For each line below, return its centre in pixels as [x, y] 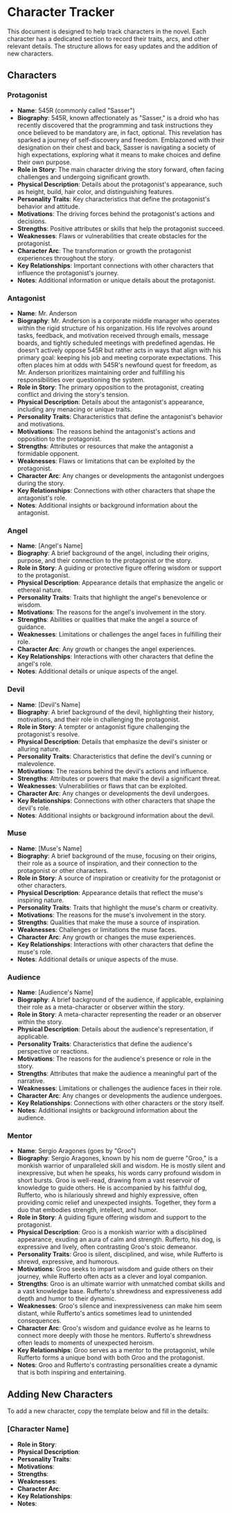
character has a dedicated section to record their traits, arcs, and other [108, 38]
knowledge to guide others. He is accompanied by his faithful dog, [112, 1188]
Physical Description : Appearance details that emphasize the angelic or [120, 583]
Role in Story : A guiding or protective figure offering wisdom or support [119, 568]
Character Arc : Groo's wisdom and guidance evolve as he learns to [114, 1328]
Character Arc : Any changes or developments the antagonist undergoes [121, 475]
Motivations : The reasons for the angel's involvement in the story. [111, 612]
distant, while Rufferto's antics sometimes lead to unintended [105, 1314]
